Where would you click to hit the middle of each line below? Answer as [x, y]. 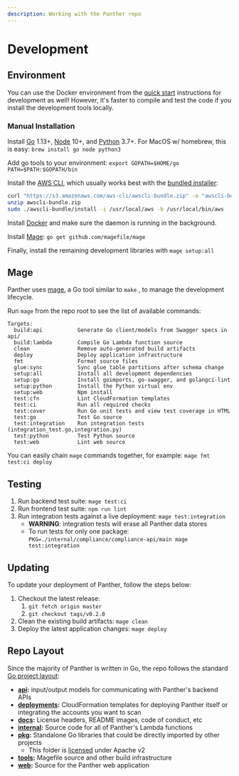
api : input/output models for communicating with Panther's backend [118, 689]
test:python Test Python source [74, 436]
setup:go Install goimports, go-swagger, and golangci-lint [122, 380]
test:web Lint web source [70, 442]
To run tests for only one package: [79, 531]
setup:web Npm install [63, 393]
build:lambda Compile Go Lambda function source [98, 343]
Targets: [20, 324]
